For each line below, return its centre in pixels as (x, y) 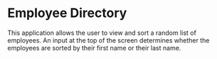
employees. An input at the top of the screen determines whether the (108, 40)
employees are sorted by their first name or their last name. (94, 48)
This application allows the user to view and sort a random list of (102, 33)
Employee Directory (67, 13)
